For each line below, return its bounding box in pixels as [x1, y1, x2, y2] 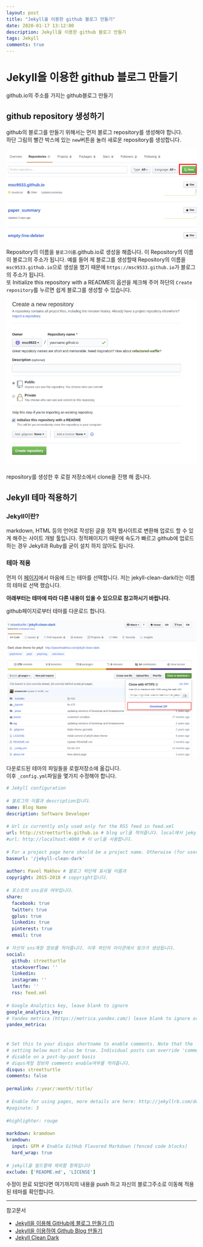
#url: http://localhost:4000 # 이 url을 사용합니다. [6, 836, 133, 842]
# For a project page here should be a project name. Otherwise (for [6, 849, 185, 855]
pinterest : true [11, 926, 53, 932]
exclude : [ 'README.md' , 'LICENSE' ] [6, 1169, 96, 1175]
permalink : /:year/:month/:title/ [6, 1086, 94, 1092]
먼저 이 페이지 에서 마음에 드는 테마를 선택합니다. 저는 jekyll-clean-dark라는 [6, 574, 184, 581]
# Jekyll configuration [6, 785, 66, 792]
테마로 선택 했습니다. [12, 581, 62, 588]
